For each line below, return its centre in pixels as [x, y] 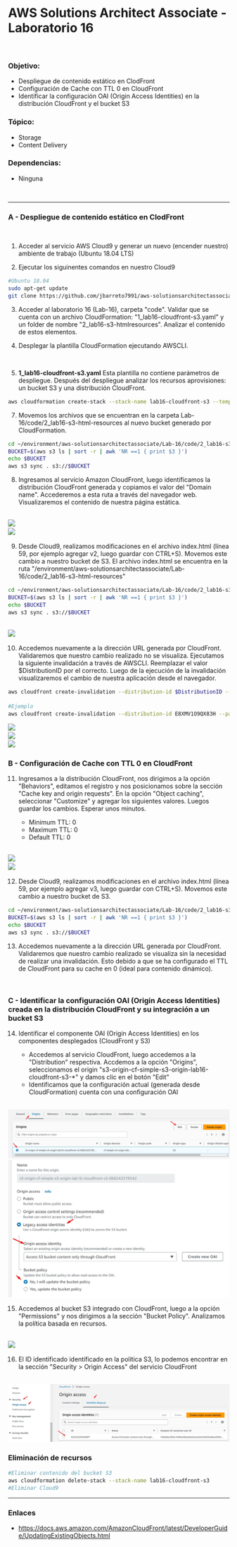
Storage [30, 137]
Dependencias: [35, 163]
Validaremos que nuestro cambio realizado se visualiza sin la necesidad [122, 953]
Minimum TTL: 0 [52, 823]
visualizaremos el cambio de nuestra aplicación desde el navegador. [117, 678]
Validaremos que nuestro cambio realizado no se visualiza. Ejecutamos [121, 655]
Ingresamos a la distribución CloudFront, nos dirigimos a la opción [114, 779]
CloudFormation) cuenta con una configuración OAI [103, 1092]
